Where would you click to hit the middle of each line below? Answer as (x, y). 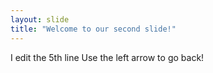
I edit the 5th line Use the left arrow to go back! (107, 57)
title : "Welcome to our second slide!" (93, 29)
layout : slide (40, 19)
